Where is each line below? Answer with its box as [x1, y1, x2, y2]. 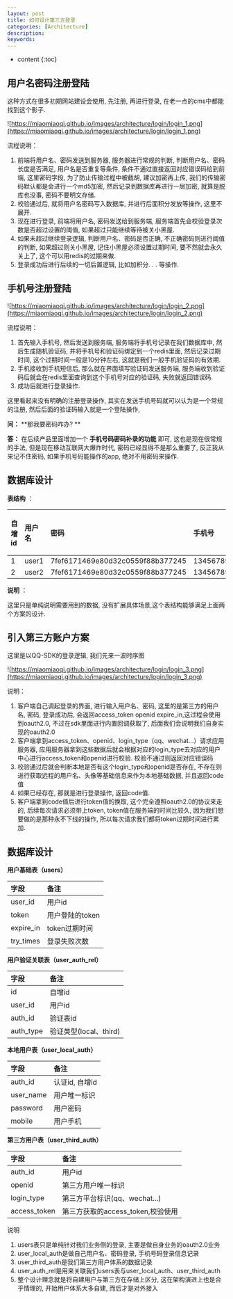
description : [7, 29, 45, 37]
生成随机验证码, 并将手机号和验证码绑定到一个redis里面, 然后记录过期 [23, 346, 221, 355]
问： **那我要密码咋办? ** [7, 420, 81, 428]
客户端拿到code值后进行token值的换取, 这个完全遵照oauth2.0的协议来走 [17, 797, 223, 806]
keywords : [7, 36, 36, 43]
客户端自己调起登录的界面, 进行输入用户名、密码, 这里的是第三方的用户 [17, 702, 219, 710]
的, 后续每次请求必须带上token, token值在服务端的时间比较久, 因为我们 [17, 806, 218, 815]
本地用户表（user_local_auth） [7, 1046, 97, 1054]
